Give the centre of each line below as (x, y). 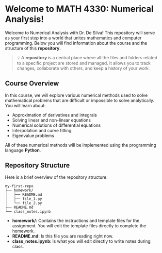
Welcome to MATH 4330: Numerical (79, 9)
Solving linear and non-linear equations (51, 120)
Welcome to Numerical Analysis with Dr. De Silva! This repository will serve (80, 33)
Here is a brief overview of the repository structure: (56, 177)
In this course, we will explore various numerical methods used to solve (76, 95)
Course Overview (32, 84)
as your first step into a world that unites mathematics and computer (73, 38)
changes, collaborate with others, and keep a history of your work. (83, 68)
